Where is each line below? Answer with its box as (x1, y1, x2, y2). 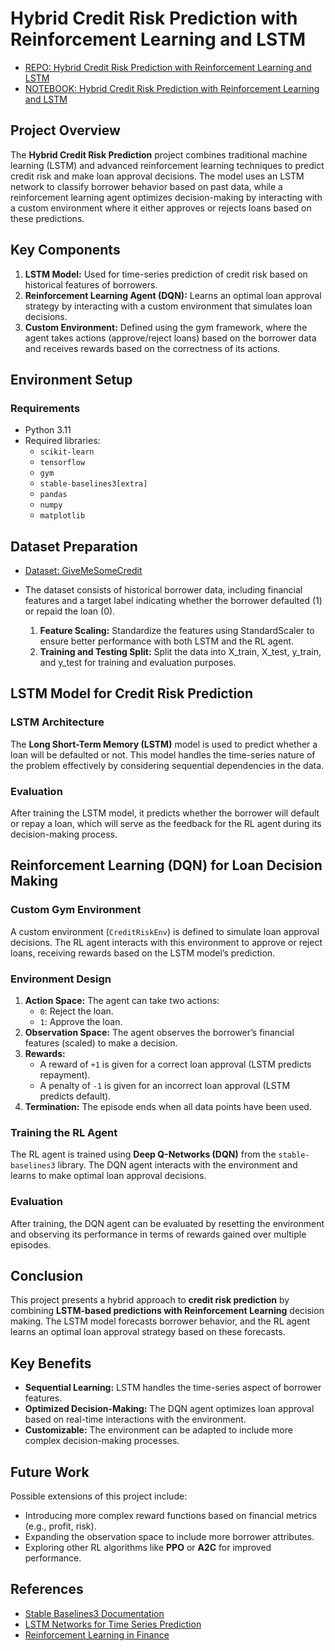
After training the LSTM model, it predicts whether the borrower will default (10, 807, 320, 819)
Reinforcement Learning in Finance (24, 1628, 170, 1641)
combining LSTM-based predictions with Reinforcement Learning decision (10, 1305, 325, 1317)
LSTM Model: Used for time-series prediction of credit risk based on (24, 268, 308, 280)
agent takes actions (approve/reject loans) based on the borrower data (24, 332, 317, 344)
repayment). (39, 1069, 91, 1081)
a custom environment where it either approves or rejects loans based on (10, 202, 312, 214)
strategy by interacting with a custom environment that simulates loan (24, 300, 313, 312)
